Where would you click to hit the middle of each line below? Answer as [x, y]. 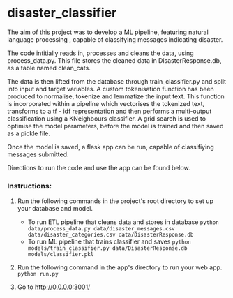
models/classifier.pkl [61, 255]
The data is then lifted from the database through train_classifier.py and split [117, 81]
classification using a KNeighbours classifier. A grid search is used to [107, 118]
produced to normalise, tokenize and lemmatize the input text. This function [116, 96]
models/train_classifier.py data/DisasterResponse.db [107, 248]
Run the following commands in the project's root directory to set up [115, 201]
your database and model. [55, 209]
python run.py [38, 274]
